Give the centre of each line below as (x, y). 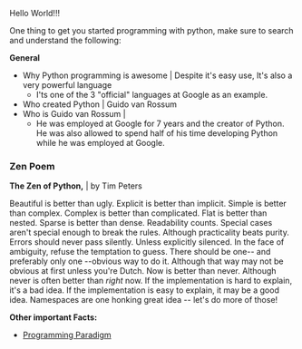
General (25, 58)
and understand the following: (65, 40)
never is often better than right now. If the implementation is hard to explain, (151, 281)
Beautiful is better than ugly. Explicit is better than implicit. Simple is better (148, 204)
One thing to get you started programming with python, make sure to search (151, 30)
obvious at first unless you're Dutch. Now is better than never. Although (143, 271)
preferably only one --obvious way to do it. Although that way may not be (146, 261)
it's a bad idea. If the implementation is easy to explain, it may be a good (144, 290)
